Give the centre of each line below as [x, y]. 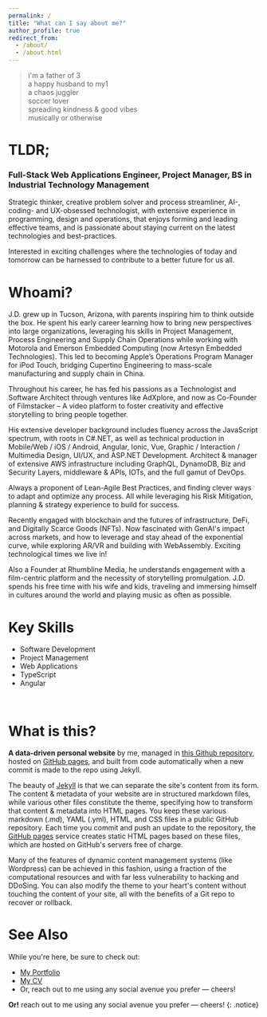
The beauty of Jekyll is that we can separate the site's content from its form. [134, 786]
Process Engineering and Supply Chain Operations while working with [123, 340]
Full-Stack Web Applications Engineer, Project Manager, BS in [130, 175]
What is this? [53, 731]
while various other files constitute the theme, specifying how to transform [131, 802]
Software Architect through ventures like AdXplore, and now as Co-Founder [133, 398]
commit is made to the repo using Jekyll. [75, 770]
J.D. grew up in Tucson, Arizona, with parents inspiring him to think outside [131, 314]
